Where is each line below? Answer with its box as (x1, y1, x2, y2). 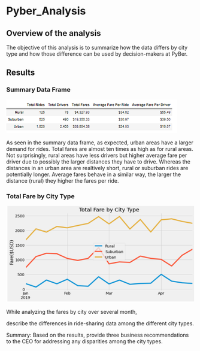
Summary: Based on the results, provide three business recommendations (6, 331, 189, 339)
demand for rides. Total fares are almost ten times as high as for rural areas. (6, 145, 193, 152)
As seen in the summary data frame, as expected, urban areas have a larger (6, 139, 193, 146)
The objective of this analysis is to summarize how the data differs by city (6, 44, 188, 51)
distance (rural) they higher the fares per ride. (6, 177, 119, 184)
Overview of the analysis (6, 28, 101, 38)
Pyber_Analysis (6, 4, 86, 18)
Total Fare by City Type (6, 192, 75, 200)
